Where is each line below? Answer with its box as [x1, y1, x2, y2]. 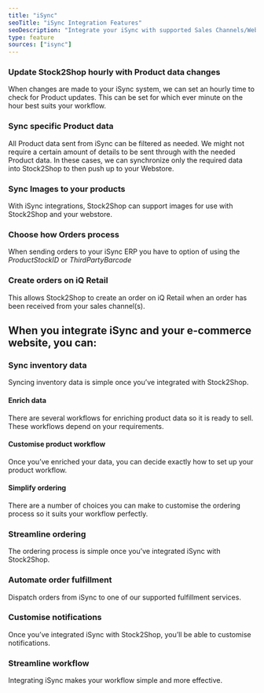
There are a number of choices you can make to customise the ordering [8, 500, 241, 510]
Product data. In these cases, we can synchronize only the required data [8, 155, 244, 165]
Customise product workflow [8, 439, 106, 449]
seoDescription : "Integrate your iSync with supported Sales [8, 26, 213, 34]
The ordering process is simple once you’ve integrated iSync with [8, 547, 221, 556]
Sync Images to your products [8, 183, 126, 194]
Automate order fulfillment [8, 574, 112, 585]
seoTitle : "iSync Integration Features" [8, 19, 143, 27]
